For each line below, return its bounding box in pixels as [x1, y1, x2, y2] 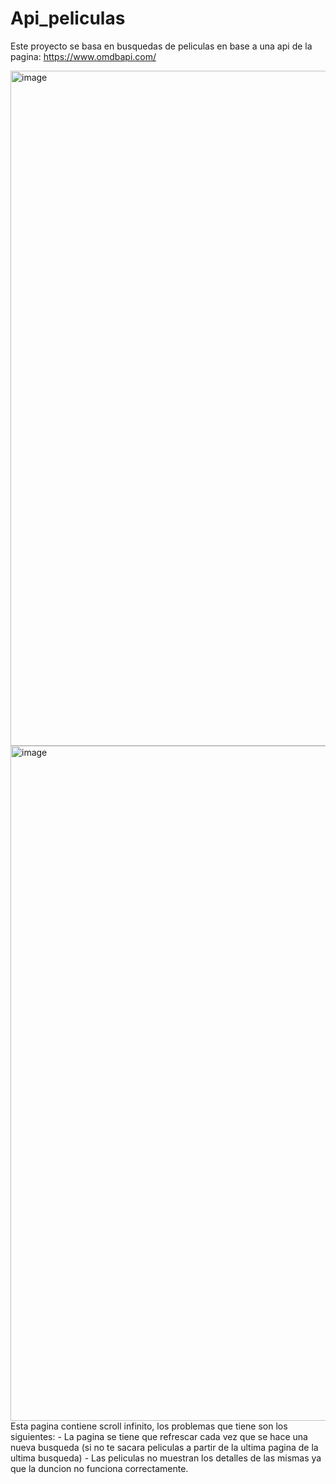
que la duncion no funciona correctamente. [10, 1462, 189, 1474]
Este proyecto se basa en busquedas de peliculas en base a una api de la [10, 40, 313, 52]
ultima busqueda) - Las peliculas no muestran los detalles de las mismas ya [10, 1452, 322, 1464]
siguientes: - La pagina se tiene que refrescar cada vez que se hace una [10, 1430, 308, 1442]
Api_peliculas [10, 7, 126, 30]
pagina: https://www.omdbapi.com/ [10, 50, 157, 62]
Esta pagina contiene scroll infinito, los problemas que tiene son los [10, 1420, 288, 1432]
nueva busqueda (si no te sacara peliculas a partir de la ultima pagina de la [10, 1441, 319, 1453]
